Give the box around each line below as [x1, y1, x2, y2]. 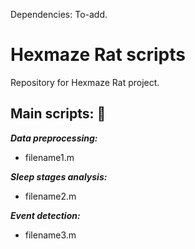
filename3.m [24, 229, 77, 241]
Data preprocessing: [10, 132, 98, 144]
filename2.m [24, 190, 77, 202]
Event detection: [10, 209, 81, 221]
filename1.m [24, 151, 75, 163]
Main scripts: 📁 [10, 105, 107, 123]
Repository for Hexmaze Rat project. [10, 76, 160, 88]
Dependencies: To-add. [10, 9, 108, 20]
